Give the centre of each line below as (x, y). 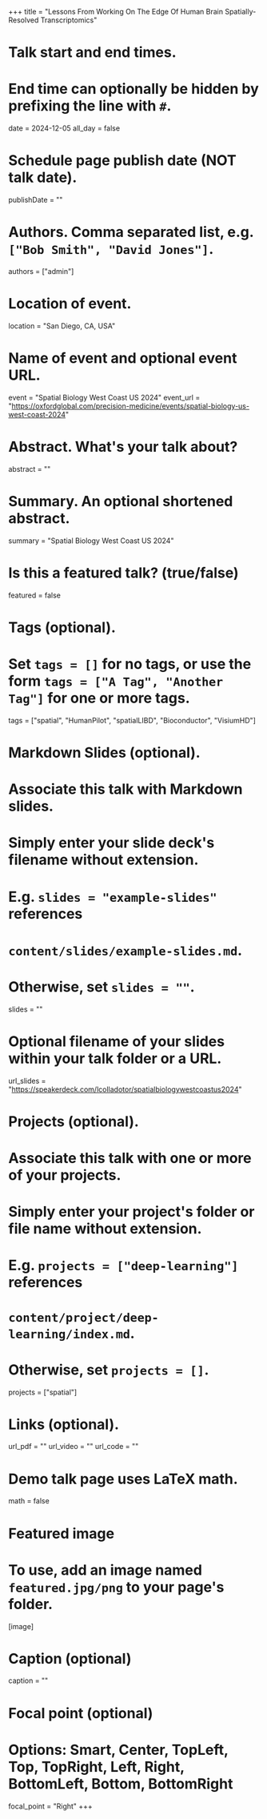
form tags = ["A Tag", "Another (116, 681)
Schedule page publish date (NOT (123, 161)
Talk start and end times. (92, 52)
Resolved (24, 20)
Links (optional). (64, 1424)
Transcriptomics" (69, 20)
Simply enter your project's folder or (132, 1212)
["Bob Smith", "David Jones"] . (111, 250)
